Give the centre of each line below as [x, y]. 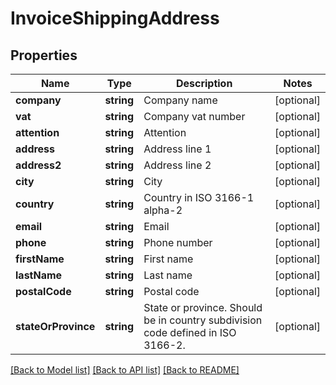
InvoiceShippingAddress [115, 18]
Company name [180, 100]
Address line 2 [177, 165]
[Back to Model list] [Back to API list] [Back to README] [125, 370]
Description [204, 83]
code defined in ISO [190, 332]
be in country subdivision [203, 320]
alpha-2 [163, 210]
